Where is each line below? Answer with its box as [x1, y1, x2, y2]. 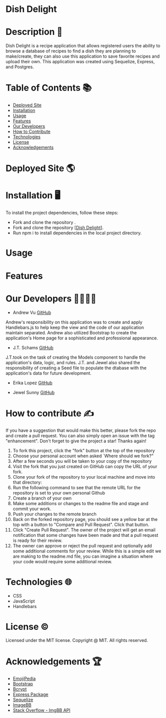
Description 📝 [5, 26, 63, 38]
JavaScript [12, 598, 35, 604]
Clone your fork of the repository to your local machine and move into [12, 474, 156, 480]
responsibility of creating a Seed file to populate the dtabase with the [5, 365, 147, 371]
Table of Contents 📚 [5, 82, 92, 94]
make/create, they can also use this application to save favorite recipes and [5, 53, 160, 59]
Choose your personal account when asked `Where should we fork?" [12, 453, 154, 459]
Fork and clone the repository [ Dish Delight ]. [12, 225, 104, 231]
